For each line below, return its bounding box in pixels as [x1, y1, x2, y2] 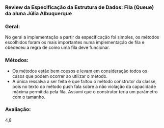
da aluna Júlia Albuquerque [5, 10, 72, 17]
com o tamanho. [12, 94, 46, 100]
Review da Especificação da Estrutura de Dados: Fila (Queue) [5, 4, 154, 11]
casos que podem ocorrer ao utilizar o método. [12, 73, 108, 79]
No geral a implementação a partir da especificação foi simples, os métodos [5, 34, 160, 40]
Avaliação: [5, 106, 31, 113]
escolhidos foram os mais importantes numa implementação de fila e [5, 40, 145, 45]
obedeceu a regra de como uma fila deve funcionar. [5, 44, 110, 50]
